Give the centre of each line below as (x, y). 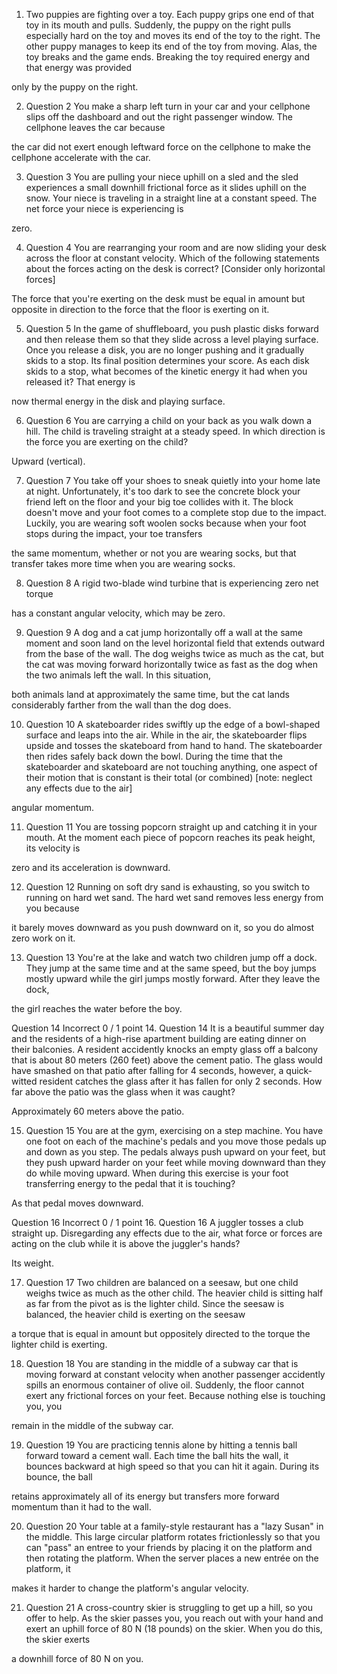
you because (52, 908)
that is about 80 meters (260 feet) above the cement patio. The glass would (167, 1060)
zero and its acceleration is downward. (91, 867)
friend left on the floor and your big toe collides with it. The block (159, 502)
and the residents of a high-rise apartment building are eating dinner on (159, 1038)
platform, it (48, 1568)
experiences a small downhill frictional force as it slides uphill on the (166, 187)
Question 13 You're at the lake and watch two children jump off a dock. (171, 957)
